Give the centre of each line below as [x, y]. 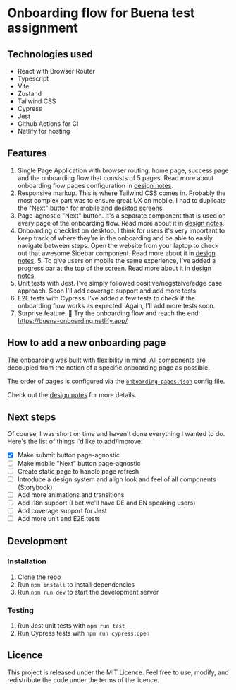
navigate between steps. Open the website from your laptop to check [118, 245]
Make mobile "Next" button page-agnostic [79, 463]
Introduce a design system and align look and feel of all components [117, 479]
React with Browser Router [56, 71]
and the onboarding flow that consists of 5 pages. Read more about [116, 177]
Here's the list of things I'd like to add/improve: [75, 442]
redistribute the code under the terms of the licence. [83, 679]
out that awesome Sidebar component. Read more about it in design [117, 253]
